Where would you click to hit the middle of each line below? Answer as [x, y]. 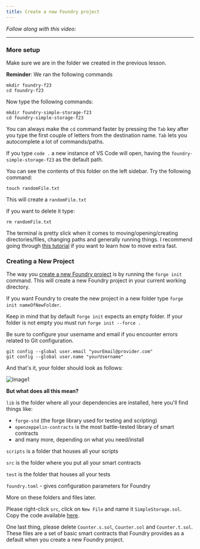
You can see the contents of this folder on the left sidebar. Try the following [99, 171]
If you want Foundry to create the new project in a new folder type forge [95, 299]
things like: [19, 409]
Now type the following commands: [50, 102]
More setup [23, 50]
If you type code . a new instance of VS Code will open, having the [88, 153]
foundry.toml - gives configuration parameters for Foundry [78, 486]
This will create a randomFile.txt [46, 199]
